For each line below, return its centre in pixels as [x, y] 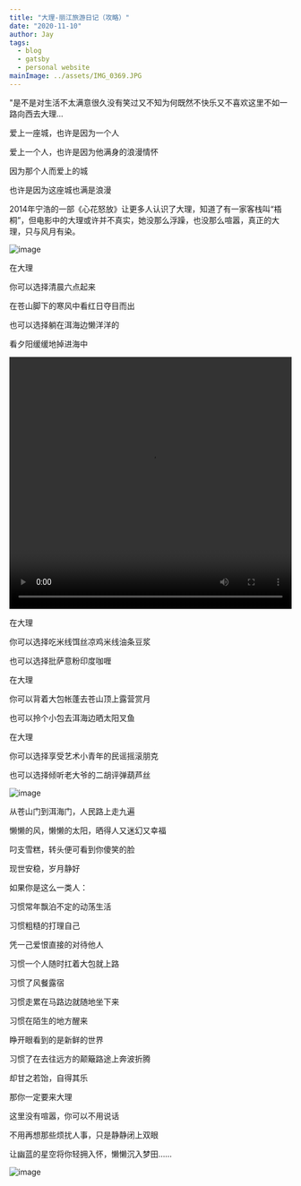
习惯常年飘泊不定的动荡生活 [60, 907]
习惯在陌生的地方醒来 [48, 1020]
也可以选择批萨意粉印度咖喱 [60, 660]
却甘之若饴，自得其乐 [48, 1078]
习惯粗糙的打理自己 [45, 925]
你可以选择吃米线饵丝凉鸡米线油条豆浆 [80, 641]
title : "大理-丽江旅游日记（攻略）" [69, 17]
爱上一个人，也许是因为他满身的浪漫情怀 [84, 151]
